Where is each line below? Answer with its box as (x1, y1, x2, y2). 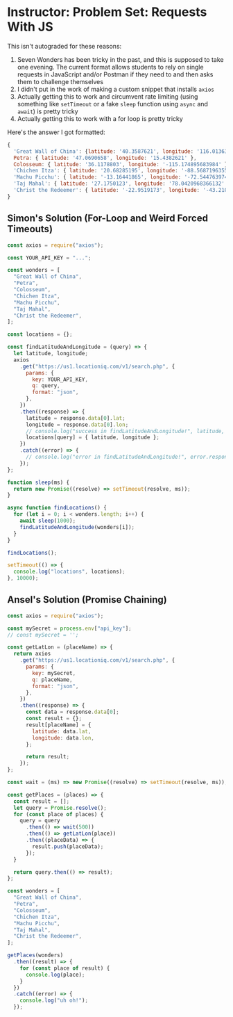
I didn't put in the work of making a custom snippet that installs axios (17, 85, 215, 93)
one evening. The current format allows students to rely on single (17, 63, 204, 71)
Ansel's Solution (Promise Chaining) (7, 594, 168, 605)
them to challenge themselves (17, 77, 104, 86)
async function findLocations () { (7, 505, 107, 512)
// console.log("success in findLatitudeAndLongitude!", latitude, (25, 428, 225, 434)
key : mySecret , (32, 669, 76, 676)
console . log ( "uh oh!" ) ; (19, 997, 89, 1004)
